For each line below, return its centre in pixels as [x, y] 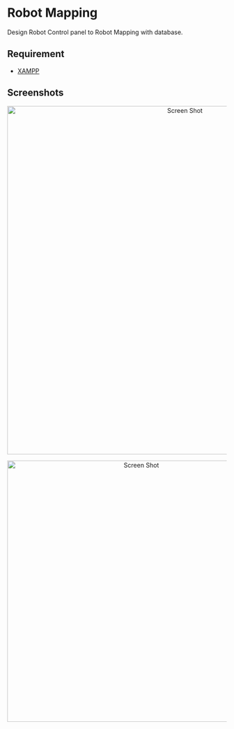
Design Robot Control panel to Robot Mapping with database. [95, 32]
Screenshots [36, 93]
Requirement [36, 54]
